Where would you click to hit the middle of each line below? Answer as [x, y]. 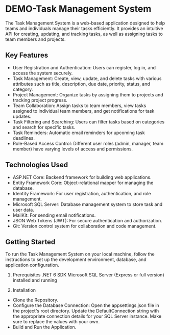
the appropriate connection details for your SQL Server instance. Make [87, 316]
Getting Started [30, 242]
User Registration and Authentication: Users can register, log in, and [84, 67]
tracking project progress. [40, 100]
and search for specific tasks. [44, 127]
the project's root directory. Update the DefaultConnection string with [86, 311]
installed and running [35, 280]
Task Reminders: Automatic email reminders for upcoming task [79, 133]
